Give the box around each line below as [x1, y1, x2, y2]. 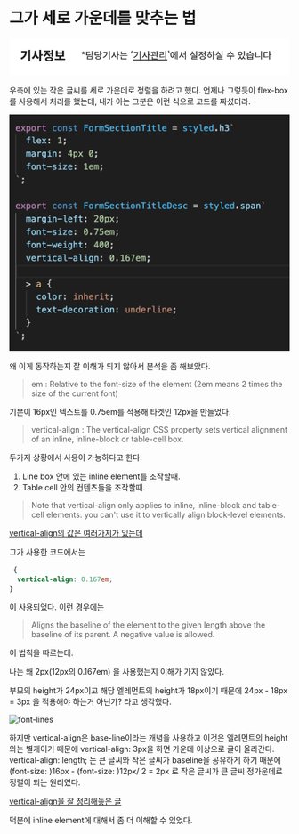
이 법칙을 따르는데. [9, 647, 74, 659]
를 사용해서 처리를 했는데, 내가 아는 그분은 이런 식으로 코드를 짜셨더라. [9, 96, 251, 107]
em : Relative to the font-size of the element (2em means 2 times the [30, 379, 283, 390]
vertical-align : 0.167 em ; [17, 575, 114, 584]
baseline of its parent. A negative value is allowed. [30, 629, 215, 640]
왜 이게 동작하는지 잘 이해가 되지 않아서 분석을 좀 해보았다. [9, 361, 211, 372]
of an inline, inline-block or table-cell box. [30, 433, 184, 445]
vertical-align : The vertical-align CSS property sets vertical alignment [30, 425, 287, 435]
